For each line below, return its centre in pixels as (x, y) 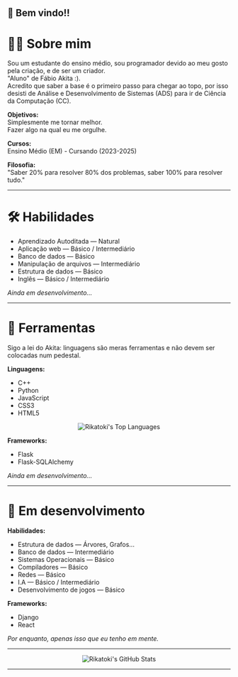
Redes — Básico (41, 575)
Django (28, 617)
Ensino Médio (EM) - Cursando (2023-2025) (72, 151)
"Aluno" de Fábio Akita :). (44, 78)
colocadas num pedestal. (44, 355)
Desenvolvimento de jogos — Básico (71, 590)
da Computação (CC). (39, 101)
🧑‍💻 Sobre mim (50, 44)
